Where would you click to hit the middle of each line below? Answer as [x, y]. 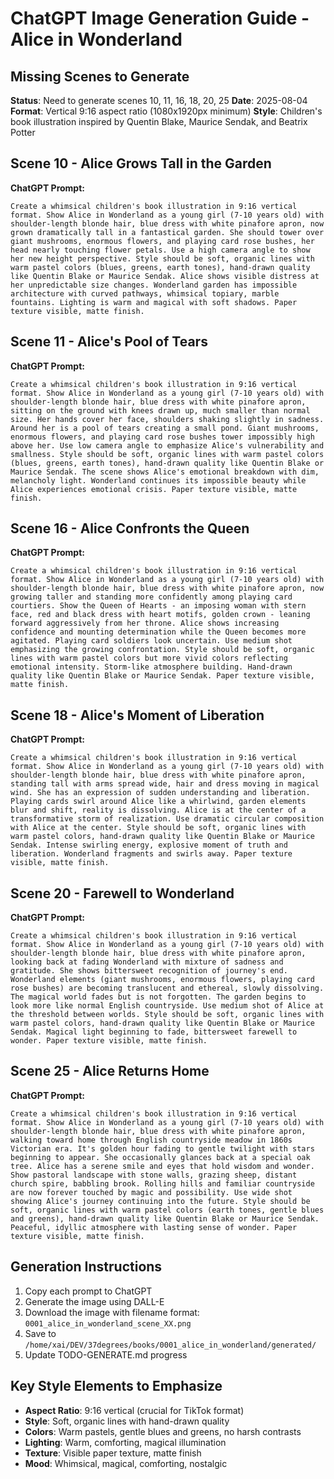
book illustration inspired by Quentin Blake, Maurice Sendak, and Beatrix [159, 121]
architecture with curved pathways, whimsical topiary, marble [145, 293]
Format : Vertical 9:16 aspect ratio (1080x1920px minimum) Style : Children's [166, 111]
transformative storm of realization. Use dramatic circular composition [167, 819]
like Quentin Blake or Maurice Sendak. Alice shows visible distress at [165, 276]
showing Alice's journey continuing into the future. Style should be [160, 1201]
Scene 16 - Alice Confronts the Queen [130, 528]
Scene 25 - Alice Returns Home [110, 1071]
